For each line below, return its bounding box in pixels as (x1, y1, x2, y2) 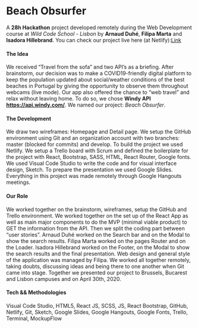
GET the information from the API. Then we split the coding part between (6, 224, 186, 232)
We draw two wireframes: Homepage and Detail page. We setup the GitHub (6, 128, 191, 135)
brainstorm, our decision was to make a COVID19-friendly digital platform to (6, 70, 192, 77)
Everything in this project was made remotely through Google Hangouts (6, 173, 182, 180)
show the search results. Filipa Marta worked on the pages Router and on (6, 237, 186, 245)
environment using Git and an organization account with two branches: (6, 135, 180, 142)
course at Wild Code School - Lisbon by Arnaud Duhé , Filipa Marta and (6, 30, 183, 37)
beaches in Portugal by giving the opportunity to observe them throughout (6, 82, 188, 90)
